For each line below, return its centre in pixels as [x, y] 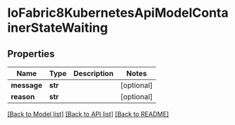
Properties [31, 54]
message [26, 85]
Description [94, 73]
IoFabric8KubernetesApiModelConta [118, 13]
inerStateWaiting [58, 28]
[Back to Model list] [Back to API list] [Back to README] [88, 114]
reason [23, 97]
